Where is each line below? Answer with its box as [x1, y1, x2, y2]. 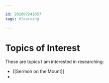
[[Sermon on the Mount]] [12, 68, 64, 74]
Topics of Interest [5, 42, 80, 53]
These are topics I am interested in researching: [5, 58, 104, 65]
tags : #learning [5, 16, 39, 21]
